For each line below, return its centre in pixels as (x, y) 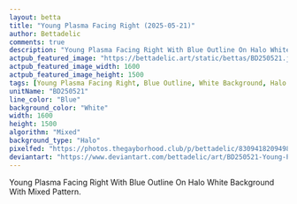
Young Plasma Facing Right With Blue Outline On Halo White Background (142, 182)
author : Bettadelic (45, 34)
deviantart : (31, 157)
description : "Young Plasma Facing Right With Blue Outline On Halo (138, 50)
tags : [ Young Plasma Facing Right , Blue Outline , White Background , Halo (148, 83)
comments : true (37, 42)
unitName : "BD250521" (49, 91)
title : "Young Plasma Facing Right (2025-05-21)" (103, 26)
